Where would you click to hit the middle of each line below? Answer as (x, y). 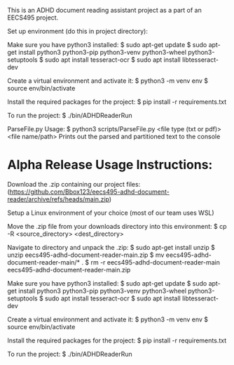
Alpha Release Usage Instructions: (110, 165)
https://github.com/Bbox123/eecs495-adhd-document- (90, 192)
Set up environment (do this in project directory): (78, 31)
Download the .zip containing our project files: (74, 184)
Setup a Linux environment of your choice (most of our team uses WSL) (111, 213)
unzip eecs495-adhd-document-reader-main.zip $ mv (86, 255)
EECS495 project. (33, 18)
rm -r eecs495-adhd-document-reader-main (156, 262)
